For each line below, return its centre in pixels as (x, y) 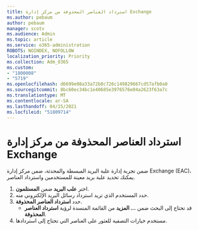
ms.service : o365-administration (48, 46)
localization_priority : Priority (48, 56)
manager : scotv (26, 28)
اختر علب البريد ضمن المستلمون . (52, 189)
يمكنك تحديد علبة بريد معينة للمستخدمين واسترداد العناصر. (71, 177)
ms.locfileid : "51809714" (39, 112)
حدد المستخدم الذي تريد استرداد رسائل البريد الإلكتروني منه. (82, 195)
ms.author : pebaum (30, 17)
